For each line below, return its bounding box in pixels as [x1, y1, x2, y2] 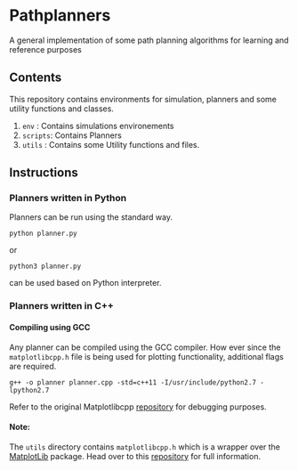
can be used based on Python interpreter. [9, 278, 162, 288]
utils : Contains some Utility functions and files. [21, 139, 200, 150]
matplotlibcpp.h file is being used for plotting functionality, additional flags [9, 351, 285, 361]
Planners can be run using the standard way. [9, 212, 173, 223]
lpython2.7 [9, 385, 50, 394]
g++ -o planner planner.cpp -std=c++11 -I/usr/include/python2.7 [9, 377, 256, 387]
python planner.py [9, 229, 77, 239]
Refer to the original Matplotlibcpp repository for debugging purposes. [9, 401, 267, 412]
